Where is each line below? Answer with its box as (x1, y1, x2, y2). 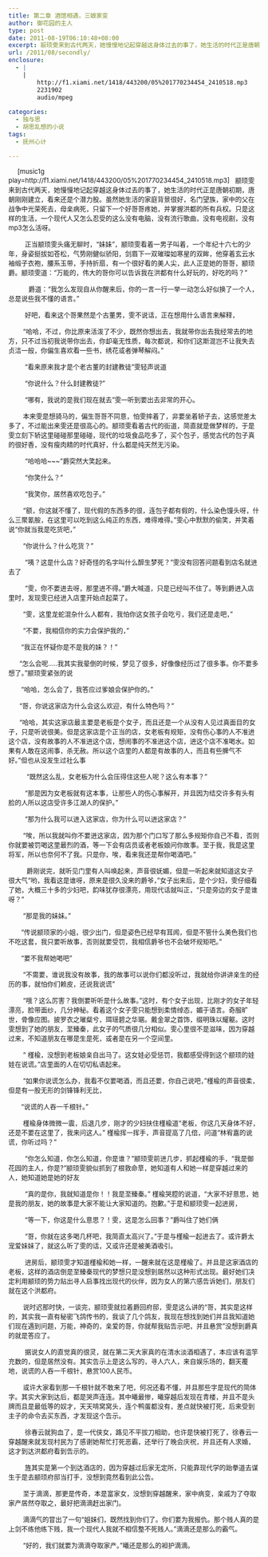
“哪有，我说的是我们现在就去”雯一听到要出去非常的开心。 (24, 395, 199, 404)
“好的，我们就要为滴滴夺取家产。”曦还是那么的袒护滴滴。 (22, 1540, 195, 1550)
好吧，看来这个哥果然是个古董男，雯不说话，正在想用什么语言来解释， (24, 310, 239, 319)
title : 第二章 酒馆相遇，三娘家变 (8, 11, 108, 20)
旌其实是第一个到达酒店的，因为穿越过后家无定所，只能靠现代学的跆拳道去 (24, 1463, 252, 1472)
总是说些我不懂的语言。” (8, 294, 80, 303)
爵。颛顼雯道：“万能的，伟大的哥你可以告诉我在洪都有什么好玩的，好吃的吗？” (8, 268, 248, 277)
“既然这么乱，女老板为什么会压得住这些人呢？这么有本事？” (26, 771, 208, 781)
